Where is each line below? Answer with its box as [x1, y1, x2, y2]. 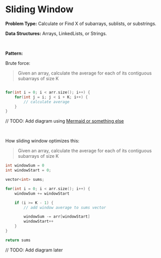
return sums [5, 238, 31, 243]
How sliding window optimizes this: [5, 138, 80, 144]
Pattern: [5, 50, 23, 56]
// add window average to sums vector [24, 205, 106, 210]
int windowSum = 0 [5, 163, 44, 168]
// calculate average [24, 99, 70, 104]
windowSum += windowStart [14, 191, 70, 196]
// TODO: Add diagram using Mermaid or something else [5, 118, 124, 124]
